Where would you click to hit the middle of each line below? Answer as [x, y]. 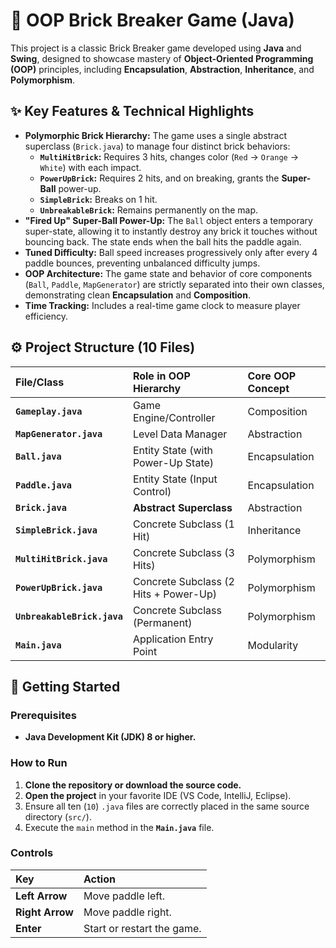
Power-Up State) [173, 462]
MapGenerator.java [59, 433]
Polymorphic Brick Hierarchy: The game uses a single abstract [156, 135]
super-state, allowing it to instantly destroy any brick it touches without [171, 231]
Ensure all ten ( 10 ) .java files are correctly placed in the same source [167, 806]
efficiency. [46, 316]
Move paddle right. [127, 912]
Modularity [273, 645]
